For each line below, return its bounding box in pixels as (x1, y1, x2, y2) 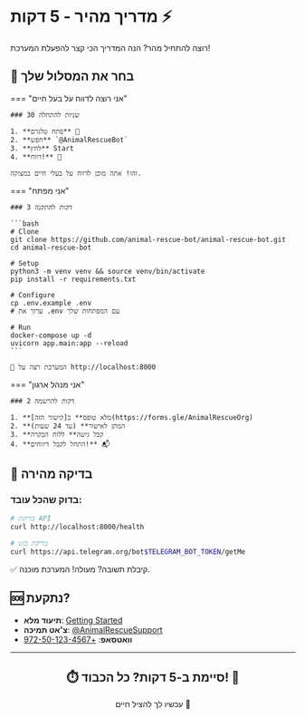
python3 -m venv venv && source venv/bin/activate (10, 267, 205, 276)
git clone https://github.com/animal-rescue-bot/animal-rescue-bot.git (10, 235, 286, 244)
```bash (10, 218, 40, 228)
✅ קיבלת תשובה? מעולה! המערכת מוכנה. (10, 563, 150, 575)
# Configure (10, 290, 55, 299)
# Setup (10, 258, 40, 267)
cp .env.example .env (10, 298, 92, 307)
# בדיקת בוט (10, 539, 49, 548)
